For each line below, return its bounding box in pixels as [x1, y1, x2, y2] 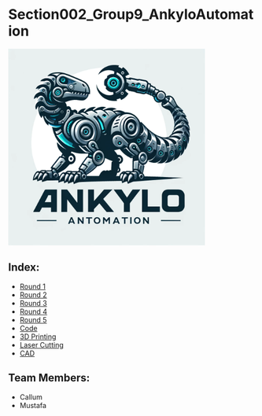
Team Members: [8, 371, 90, 385]
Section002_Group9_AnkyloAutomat [8, 6, 254, 24]
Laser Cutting [19, 340, 65, 349]
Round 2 [19, 289, 47, 300]
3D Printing [19, 332, 57, 341]
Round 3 [19, 298, 47, 307]
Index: [8, 261, 40, 274]
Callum [19, 392, 43, 402]
